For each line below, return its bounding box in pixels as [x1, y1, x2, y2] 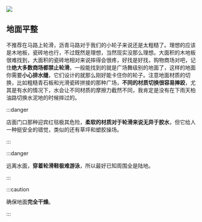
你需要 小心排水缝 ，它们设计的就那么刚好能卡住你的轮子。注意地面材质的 [6, 71, 185, 78]
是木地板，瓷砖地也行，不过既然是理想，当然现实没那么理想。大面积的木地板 [6, 49, 196, 56]
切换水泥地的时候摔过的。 [16, 94, 80, 101]
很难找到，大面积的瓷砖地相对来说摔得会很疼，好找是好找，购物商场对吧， [6, 56, 191, 63]
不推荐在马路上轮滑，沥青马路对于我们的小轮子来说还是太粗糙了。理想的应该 [6, 41, 196, 48]
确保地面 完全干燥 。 [6, 198, 54, 205]
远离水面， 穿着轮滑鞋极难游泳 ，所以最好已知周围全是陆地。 [6, 162, 154, 169]
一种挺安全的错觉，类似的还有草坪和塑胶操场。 [6, 126, 122, 133]
